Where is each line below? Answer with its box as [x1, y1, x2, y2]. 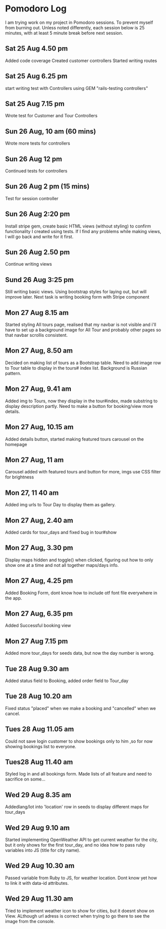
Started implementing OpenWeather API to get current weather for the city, [5, 837, 158, 843]
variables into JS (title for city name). [5, 848, 81, 853]
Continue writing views [5, 261, 52, 267]
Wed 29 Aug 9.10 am [5, 823, 70, 832]
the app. [5, 595, 22, 601]
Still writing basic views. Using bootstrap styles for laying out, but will [5, 289, 147, 295]
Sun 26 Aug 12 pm [5, 155, 62, 163]
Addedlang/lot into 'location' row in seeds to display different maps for [5, 804, 149, 810]
